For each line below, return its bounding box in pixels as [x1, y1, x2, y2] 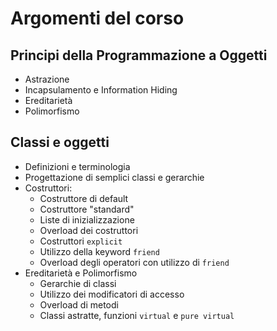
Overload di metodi [39, 298, 119, 311]
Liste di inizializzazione [39, 213, 135, 226]
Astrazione [24, 73, 70, 85]
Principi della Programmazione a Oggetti [10, 47, 268, 64]
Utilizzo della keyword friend [39, 245, 160, 257]
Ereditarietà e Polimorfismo [24, 267, 138, 279]
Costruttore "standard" [39, 203, 135, 215]
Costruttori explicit [39, 235, 123, 247]
